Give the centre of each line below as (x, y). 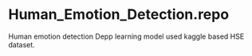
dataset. (22, 44)
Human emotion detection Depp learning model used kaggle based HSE (126, 36)
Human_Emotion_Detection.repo (119, 15)
